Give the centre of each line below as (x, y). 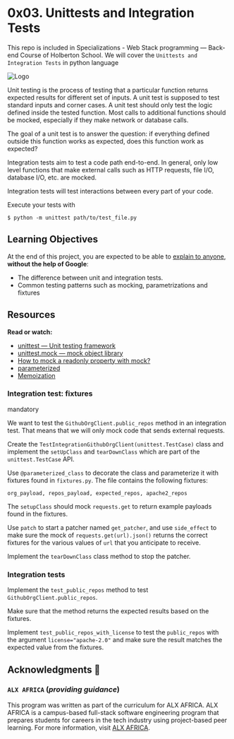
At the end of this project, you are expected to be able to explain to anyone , (117, 256)
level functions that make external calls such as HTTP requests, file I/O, (111, 170)
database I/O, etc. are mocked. (52, 177)
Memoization (36, 375)
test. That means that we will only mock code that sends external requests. (116, 430)
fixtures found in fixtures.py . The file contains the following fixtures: (107, 480)
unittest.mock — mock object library (70, 353)
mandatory (23, 409)
